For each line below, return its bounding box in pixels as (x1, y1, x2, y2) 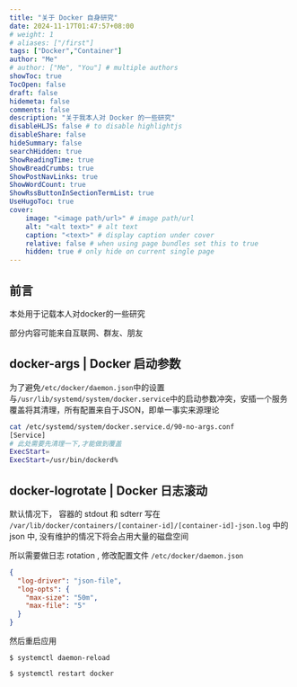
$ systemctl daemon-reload (9, 654, 110, 663)
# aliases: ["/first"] (9, 38, 94, 48)
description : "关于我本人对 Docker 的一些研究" (9, 113, 176, 122)
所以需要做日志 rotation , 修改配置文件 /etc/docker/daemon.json (9, 549, 244, 560)
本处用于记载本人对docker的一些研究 (9, 308, 145, 319)
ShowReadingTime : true (9, 155, 94, 165)
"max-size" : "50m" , (25, 593, 99, 602)
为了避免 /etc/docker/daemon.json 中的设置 (9, 381, 165, 392)
